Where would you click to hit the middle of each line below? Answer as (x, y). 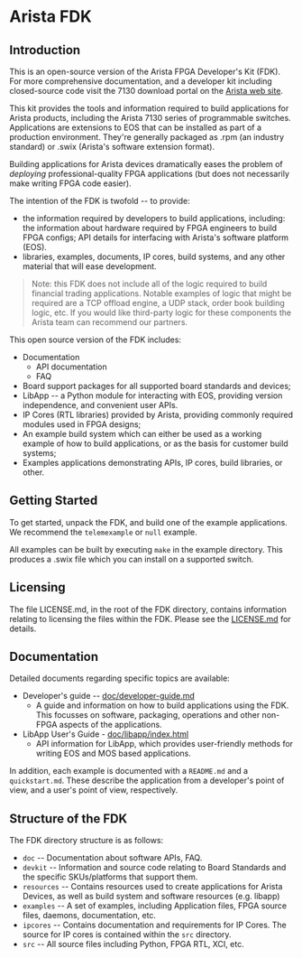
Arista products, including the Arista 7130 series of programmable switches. (150, 118)
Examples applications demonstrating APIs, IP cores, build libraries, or (152, 463)
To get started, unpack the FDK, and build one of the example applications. (149, 522)
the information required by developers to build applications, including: (154, 218)
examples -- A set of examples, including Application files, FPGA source (155, 906)
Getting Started (54, 501)
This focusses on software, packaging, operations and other (148, 715)
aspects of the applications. (110, 725)
